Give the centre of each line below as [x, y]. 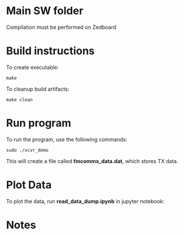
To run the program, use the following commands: [67, 139]
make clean [19, 100]
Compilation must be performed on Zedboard [61, 27]
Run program [39, 123]
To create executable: [32, 67]
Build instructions [50, 51]
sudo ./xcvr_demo [27, 150]
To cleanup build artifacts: [38, 89]
